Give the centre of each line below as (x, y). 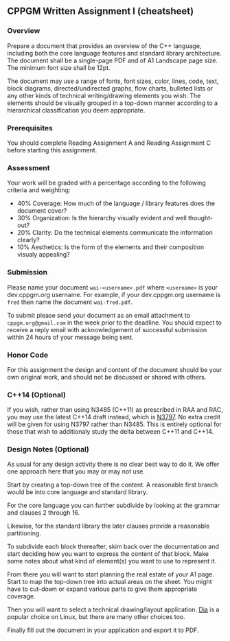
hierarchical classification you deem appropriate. (76, 110)
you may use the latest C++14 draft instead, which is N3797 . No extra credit (114, 417)
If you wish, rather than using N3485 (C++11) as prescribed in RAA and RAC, (115, 410)
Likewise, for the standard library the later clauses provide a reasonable (108, 526)
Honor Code (28, 355)
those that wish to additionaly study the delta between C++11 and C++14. (111, 432)
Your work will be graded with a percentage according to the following (106, 183)
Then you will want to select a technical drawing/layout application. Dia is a (113, 609)
